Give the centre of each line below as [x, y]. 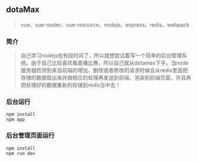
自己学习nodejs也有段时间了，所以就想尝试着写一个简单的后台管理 [101, 56]
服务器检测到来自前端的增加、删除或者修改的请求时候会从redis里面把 [104, 70]
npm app [16, 120]
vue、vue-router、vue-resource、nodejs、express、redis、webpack [105, 25]
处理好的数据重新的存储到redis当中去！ [73, 85]
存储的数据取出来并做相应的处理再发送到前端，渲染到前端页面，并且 [103, 78]
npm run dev [21, 153]
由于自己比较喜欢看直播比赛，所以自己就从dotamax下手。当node [110, 63]
